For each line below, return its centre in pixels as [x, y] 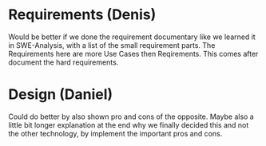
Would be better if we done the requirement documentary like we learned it [132, 37]
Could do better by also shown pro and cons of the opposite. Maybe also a [131, 116]
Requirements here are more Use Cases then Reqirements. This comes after [133, 53]
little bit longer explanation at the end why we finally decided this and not [129, 124]
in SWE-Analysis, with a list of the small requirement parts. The [112, 45]
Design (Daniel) [61, 95]
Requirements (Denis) [82, 15]
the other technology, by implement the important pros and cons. [115, 133]
